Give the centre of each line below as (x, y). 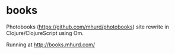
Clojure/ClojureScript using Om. (45, 33)
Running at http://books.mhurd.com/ (51, 45)
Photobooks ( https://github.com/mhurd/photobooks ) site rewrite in (87, 27)
